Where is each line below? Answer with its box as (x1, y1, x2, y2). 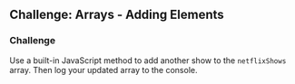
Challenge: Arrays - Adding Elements (9, 7, 224, 23)
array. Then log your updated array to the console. (9, 64, 198, 75)
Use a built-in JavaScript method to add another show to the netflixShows (9, 54, 287, 66)
